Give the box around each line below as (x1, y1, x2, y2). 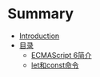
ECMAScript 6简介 (30, 50, 93, 60)
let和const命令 (30, 60, 79, 70)
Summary (7, 5, 74, 23)
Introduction (18, 31, 60, 40)
